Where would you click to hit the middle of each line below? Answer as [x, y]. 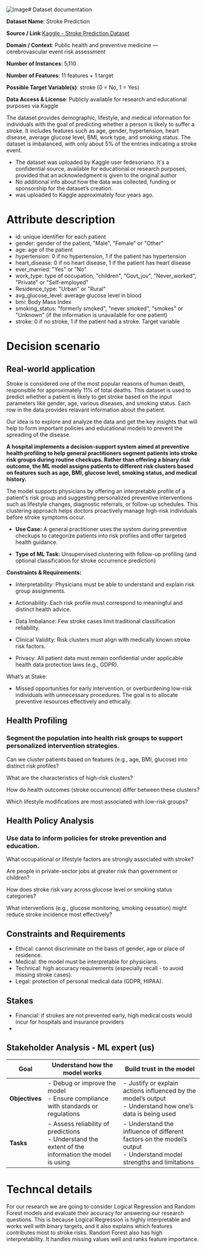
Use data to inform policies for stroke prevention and [86, 838]
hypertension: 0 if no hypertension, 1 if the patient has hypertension [101, 256]
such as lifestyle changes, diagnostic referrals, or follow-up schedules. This [102, 504]
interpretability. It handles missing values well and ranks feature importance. [103, 1239]
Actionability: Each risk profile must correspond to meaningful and [99, 602]
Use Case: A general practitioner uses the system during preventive [101, 529]
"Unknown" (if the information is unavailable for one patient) [91, 315]
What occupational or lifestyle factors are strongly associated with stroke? [100, 859]
